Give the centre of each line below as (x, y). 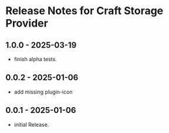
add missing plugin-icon (43, 92)
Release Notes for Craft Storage (84, 11)
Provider (27, 23)
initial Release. (31, 124)
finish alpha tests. (35, 59)
